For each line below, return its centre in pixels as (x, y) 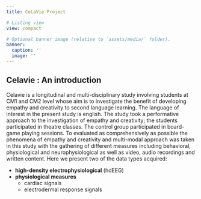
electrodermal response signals (63, 189)
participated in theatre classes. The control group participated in (86, 126)
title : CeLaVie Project (36, 12)
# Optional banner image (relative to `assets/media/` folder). (88, 39)
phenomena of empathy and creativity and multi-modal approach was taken (100, 139)
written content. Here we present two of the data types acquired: (87, 158)
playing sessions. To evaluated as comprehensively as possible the (105, 133)
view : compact (24, 28)
